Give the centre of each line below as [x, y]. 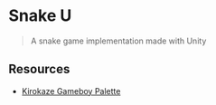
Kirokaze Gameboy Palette [71, 91]
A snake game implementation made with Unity [118, 41]
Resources [39, 69]
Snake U [40, 16]
